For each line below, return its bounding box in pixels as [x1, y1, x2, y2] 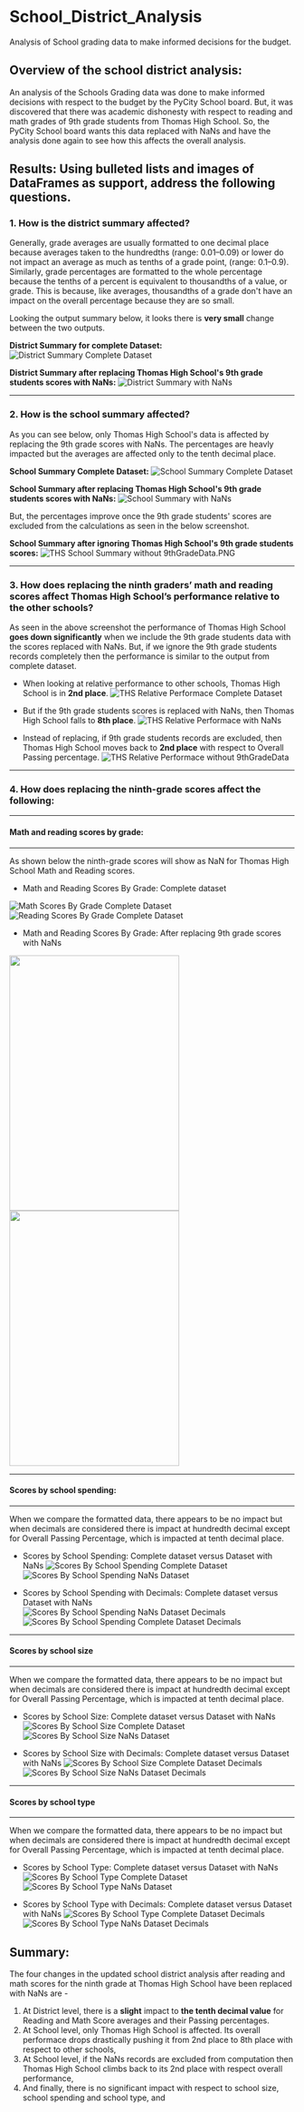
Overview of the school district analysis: [9, 63, 242, 78]
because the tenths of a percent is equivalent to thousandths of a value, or [9, 276, 288, 287]
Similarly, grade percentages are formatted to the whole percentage [9, 266, 262, 278]
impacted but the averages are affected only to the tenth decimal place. [9, 447, 276, 459]
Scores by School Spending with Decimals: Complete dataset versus [22, 1586, 279, 1598]
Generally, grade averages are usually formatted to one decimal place [9, 238, 270, 249]
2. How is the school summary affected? [9, 408, 190, 421]
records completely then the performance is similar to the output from [9, 651, 270, 662]
